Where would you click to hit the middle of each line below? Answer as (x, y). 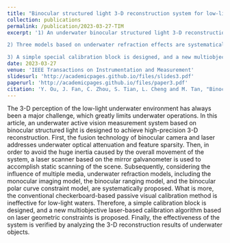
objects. (18, 232)
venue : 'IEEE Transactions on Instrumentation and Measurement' (101, 70)
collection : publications (44, 20)
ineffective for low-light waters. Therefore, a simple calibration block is (107, 203)
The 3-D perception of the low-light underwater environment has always (109, 108)
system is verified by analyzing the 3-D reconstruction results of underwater (115, 225)
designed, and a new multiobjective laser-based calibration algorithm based (114, 210)
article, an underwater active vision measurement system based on (102, 123)
